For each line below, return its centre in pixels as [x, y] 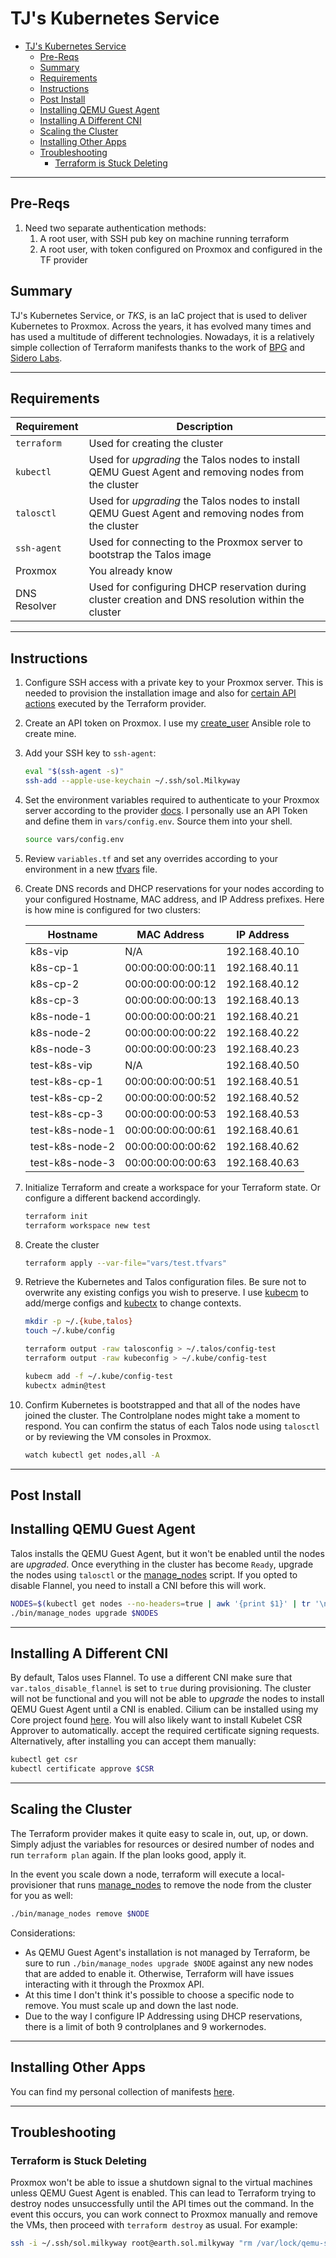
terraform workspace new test [88, 1225]
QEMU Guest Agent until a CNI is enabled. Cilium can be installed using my [164, 1709]
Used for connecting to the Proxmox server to [195, 542]
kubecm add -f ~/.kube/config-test [99, 1376]
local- [273, 1874]
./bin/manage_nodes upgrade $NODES [84, 1613]
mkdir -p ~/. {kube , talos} [78, 1322]
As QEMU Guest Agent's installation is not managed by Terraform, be [167, 1952]
